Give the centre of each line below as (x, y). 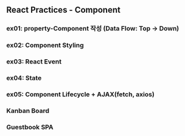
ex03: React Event (34, 62)
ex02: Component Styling (45, 45)
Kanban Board (28, 110)
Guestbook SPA (30, 127)
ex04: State (24, 78)
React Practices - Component (63, 10)
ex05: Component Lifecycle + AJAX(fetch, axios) (81, 94)
